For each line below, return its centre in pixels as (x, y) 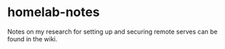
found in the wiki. (33, 38)
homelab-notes (54, 12)
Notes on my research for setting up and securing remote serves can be (112, 31)
